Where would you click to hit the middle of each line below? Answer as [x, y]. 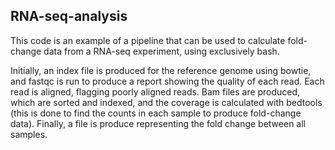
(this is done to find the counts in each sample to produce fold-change [156, 113]
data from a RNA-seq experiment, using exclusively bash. [161, 51]
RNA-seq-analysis [69, 16]
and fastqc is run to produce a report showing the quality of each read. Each [167, 81]
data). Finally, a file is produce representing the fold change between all [158, 123]
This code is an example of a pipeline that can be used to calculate [148, 40]
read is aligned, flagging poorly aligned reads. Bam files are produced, [155, 91]
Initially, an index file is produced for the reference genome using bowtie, [161, 70]
